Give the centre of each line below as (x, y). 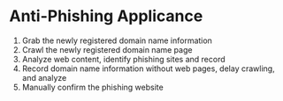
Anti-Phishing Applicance (106, 16)
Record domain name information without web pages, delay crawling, (149, 69)
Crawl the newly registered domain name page (107, 49)
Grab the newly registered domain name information (117, 40)
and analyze (44, 77)
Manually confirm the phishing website (92, 87)
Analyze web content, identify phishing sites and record (123, 59)
